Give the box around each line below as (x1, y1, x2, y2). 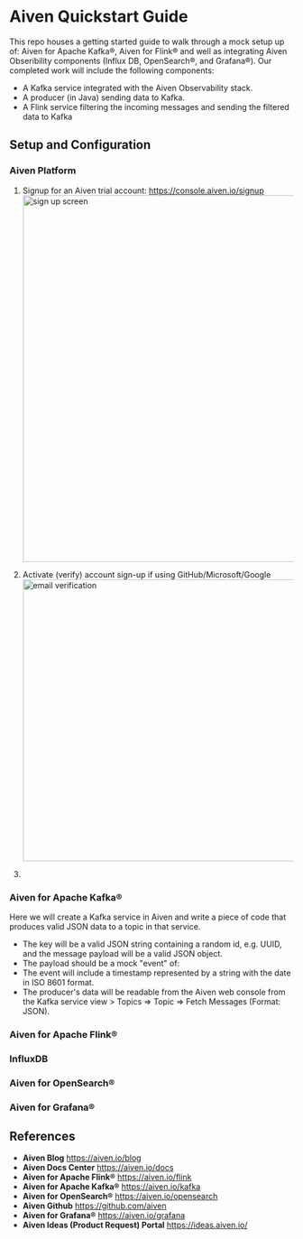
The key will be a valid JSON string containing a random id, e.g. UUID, (22, 938, 282, 949)
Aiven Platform (9, 164, 77, 177)
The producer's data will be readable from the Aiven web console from (22, 986, 286, 997)
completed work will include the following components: (9, 65, 215, 76)
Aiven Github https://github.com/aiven (22, 1200, 167, 1211)
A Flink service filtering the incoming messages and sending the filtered (22, 101, 290, 112)
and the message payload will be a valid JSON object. (22, 948, 224, 958)
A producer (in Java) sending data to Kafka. (22, 92, 185, 103)
